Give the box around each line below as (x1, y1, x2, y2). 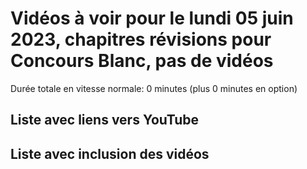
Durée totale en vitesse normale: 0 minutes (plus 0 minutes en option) (10, 82, 298, 94)
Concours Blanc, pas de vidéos (10, 50, 274, 72)
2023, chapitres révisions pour (10, 28, 272, 51)
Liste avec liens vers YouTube (10, 112, 200, 129)
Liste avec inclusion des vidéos (10, 145, 210, 162)
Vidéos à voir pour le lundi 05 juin (10, 7, 294, 30)
